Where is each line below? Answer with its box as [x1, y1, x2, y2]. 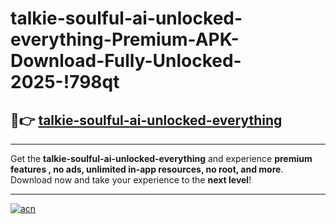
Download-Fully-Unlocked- [10, 50, 242, 72]
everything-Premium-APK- [10, 28, 240, 51]
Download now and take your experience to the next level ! [10, 174, 252, 186]
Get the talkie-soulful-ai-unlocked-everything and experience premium [10, 153, 313, 164]
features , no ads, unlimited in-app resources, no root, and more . [10, 163, 284, 175]
